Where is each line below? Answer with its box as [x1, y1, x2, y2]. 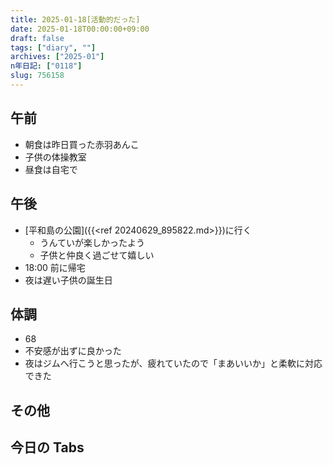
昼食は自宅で [24, 163, 78, 175]
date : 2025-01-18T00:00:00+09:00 [10, 24, 150, 34]
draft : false [10, 33, 65, 43]
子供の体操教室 [24, 151, 87, 163]
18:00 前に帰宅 [24, 261, 86, 273]
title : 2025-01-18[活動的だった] [10, 14, 141, 25]
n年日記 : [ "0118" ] [10, 61, 83, 71]
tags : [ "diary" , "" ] [10, 42, 97, 53]
